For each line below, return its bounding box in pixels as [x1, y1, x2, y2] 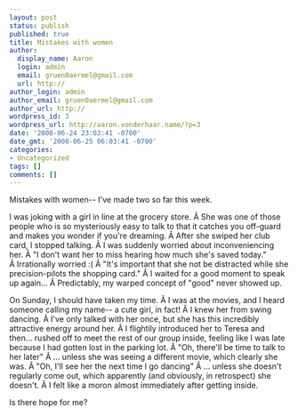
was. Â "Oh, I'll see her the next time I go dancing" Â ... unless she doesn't [9, 361, 282, 372]
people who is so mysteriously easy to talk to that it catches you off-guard [9, 221, 282, 232]
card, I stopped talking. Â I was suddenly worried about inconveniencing [9, 240, 274, 251]
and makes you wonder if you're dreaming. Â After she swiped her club [9, 230, 270, 241]
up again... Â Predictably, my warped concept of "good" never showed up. [9, 277, 283, 289]
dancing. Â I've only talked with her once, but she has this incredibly [9, 314, 260, 324]
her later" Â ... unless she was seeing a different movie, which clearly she [9, 352, 278, 363]
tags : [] [9, 162, 42, 171]
